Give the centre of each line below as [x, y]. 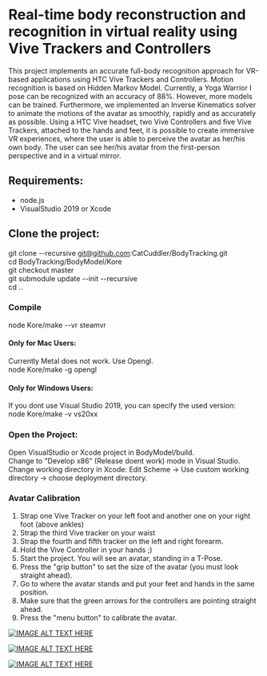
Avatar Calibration [44, 499]
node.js [32, 200]
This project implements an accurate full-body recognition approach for [126, 70]
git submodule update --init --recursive [73, 278]
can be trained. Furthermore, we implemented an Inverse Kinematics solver [132, 105]
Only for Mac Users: [42, 343]
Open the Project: [43, 435]
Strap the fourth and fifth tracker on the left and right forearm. [122, 541]
